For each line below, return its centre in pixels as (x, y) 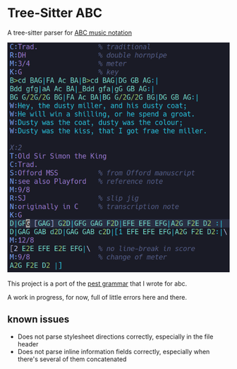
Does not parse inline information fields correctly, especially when (114, 351)
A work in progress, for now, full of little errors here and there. (97, 297)
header (28, 344)
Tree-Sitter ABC (55, 13)
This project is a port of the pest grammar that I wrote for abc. (97, 283)
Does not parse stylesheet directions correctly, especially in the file (115, 336)
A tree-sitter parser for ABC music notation (70, 33)
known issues (38, 320)
